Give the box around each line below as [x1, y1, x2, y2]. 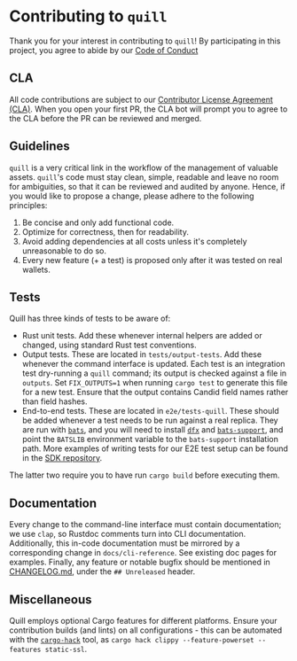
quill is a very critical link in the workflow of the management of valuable [9, 162, 279, 173]
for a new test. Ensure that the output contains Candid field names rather [21, 387, 289, 398]
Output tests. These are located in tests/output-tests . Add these [21, 349, 262, 360]
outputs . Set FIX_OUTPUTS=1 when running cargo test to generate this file [21, 377, 288, 388]
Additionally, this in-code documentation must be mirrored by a [9, 538, 240, 548]
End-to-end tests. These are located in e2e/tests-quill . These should [21, 406, 279, 416]
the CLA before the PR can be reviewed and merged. [9, 113, 202, 123]
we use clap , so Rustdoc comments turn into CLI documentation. [9, 529, 246, 540]
